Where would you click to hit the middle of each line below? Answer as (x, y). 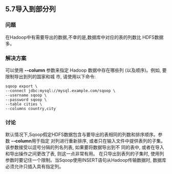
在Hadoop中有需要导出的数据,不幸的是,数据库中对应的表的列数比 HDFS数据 (84, 37)
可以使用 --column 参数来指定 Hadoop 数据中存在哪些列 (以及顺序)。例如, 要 (86, 70)
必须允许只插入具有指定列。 (35, 167)
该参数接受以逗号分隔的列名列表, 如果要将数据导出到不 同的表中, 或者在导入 (85, 147)
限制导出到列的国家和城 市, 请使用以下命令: (50, 76)
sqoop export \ (21, 86)
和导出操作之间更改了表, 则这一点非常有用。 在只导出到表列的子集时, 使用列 (85, 154)
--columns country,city (31, 108)
